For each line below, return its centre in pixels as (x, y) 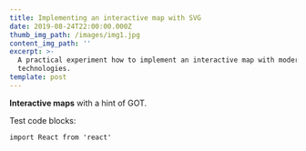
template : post (38, 77)
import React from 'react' (61, 137)
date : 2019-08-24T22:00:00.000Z (71, 26)
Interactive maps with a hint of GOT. (78, 103)
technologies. (44, 69)
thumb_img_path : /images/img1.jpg (75, 35)
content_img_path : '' (51, 43)
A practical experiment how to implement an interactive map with (146, 60)
